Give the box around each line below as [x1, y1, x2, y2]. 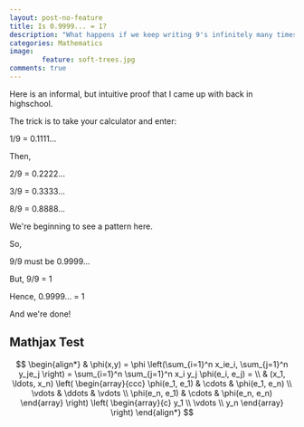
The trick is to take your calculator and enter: [9, 115, 177, 127]
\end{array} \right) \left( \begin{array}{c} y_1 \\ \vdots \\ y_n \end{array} [20, 397, 284, 408]
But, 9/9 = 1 [9, 273, 52, 284]
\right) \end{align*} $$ [109, 406, 195, 417]
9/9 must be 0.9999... [9, 255, 90, 267]
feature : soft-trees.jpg [42, 55, 136, 64]
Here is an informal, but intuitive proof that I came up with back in [9, 88, 253, 100]
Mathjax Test [9, 335, 84, 350]
